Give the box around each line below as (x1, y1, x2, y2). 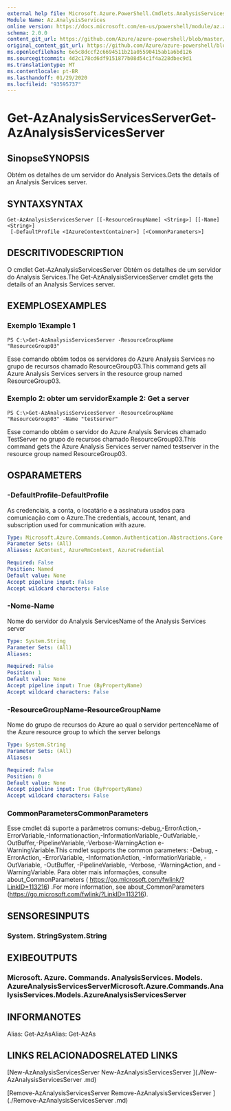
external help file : (7, 10, 67, 17)
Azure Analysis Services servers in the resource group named (7, 369, 183, 377)
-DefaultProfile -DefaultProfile (7, 491, 109, 500)
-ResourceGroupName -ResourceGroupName (7, 705, 162, 714)
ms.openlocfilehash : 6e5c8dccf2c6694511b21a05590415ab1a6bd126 (7, 49, 192, 56)
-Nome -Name (7, 601, 55, 611)
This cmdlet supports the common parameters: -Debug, (55, 846, 214, 854)
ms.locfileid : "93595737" (7, 81, 81, 88)
